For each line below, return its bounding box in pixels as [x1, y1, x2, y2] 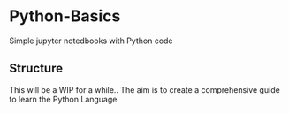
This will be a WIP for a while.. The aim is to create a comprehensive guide [9, 84, 280, 94]
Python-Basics [9, 6, 121, 26]
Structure [9, 61, 64, 76]
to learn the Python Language [9, 94, 118, 104]
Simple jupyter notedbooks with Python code [9, 35, 174, 46]
